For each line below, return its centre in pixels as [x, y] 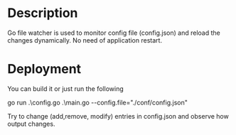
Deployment [44, 69]
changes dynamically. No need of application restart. [85, 40]
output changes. [31, 124]
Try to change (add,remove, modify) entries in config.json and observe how [118, 116]
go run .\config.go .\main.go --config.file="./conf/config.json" [98, 102]
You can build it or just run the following [65, 88]
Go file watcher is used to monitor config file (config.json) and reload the [114, 33]
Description [43, 13]
